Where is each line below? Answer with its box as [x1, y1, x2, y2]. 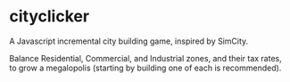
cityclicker [9, 6, 90, 27]
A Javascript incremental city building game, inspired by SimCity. [9, 36, 249, 46]
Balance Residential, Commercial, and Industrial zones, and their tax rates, [9, 53, 283, 63]
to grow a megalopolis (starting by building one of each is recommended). [9, 62, 282, 73]
